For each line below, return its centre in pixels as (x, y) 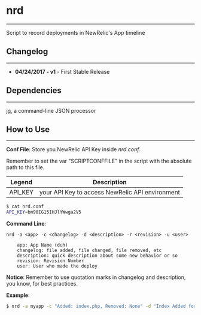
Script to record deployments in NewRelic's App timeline (76, 32)
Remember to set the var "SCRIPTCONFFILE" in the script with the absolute (99, 161)
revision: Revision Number (51, 261)
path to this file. (25, 167)
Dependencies (34, 91)
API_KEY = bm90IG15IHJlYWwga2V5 (44, 212)
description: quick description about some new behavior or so (98, 256)
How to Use (28, 129)
